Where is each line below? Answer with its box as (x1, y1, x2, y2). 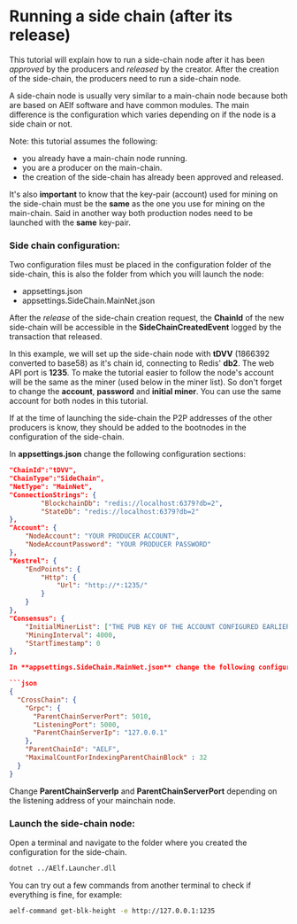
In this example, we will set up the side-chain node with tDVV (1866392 (9, 348, 270, 360)
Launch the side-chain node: (9, 817, 135, 829)
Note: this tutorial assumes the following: (9, 136, 158, 146)
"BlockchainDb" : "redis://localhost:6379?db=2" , (41, 499, 224, 508)
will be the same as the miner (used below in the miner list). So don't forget (9, 377, 283, 387)
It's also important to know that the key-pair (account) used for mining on (9, 189, 278, 199)
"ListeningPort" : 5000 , (32, 720, 121, 729)
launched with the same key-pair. (9, 217, 131, 228)
